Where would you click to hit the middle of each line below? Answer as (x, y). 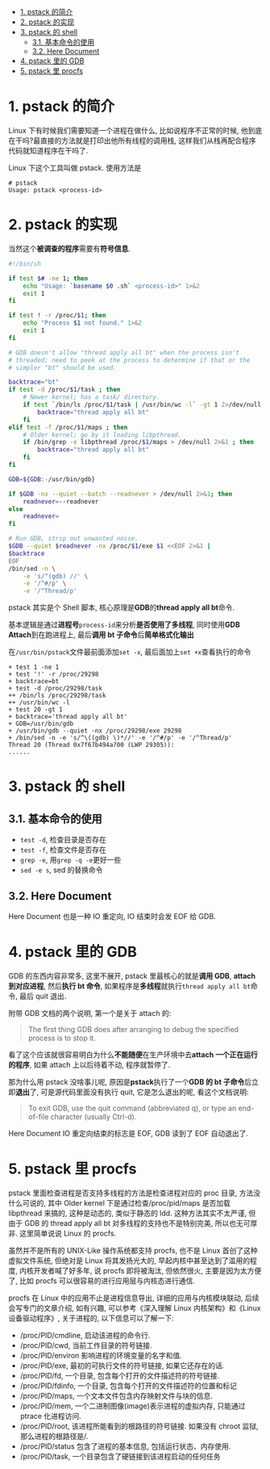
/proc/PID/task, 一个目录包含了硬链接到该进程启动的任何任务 (120, 1456)
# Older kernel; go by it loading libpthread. (102, 434)
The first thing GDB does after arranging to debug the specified (133, 1029)
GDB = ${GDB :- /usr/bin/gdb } (52, 479)
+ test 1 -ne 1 (34, 667)
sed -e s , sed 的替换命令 (61, 870)
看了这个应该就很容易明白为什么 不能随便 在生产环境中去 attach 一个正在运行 (133, 1054)
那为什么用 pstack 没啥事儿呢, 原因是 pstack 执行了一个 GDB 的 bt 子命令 (127, 1081)
